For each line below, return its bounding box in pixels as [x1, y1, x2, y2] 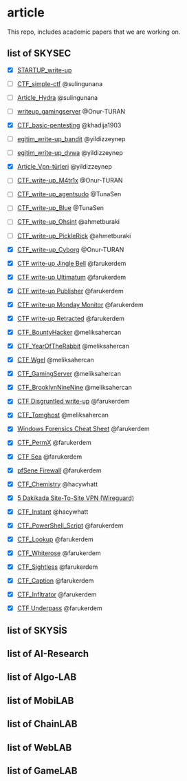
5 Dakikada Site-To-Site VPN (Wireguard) [16, 494, 135, 502]
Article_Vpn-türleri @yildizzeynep [16, 163, 112, 171]
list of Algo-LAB [7, 671, 77, 683]
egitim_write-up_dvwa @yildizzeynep [16, 149, 123, 157]
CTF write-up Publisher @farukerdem [16, 287, 124, 295]
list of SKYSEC [7, 48, 71, 59]
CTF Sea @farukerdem [16, 452, 82, 461]
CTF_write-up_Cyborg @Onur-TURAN [16, 245, 124, 253]
